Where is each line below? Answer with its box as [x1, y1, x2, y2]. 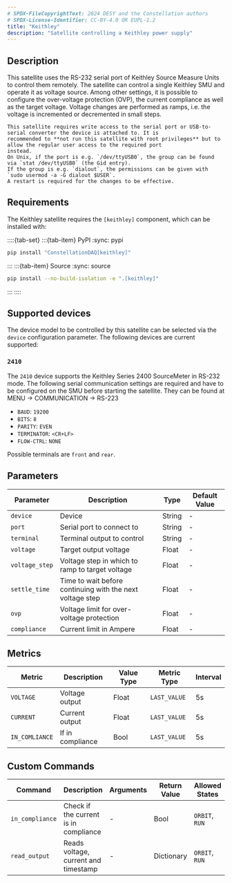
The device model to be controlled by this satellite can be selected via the [7, 326, 217, 334]
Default [192, 490, 217, 500]
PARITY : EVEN [17, 422, 52, 430]
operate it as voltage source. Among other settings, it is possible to [7, 88, 198, 97]
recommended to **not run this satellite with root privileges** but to [7, 136, 221, 142]
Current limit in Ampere [59, 624, 135, 633]
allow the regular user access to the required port [7, 142, 162, 149]
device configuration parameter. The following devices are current [7, 333, 195, 342]
